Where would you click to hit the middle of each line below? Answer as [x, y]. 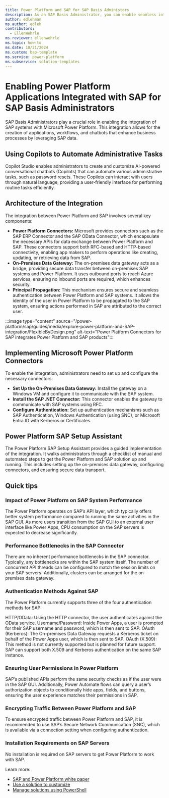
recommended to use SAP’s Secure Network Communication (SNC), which [82, 725]
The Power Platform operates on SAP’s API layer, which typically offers [78, 511]
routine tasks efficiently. [30, 188]
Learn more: [18, 769]
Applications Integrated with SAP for [83, 97]
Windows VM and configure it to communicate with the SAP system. [83, 393]
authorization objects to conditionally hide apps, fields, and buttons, [75, 690]
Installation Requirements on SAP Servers [57, 743]
